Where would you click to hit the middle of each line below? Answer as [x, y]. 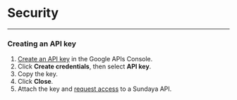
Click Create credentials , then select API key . [84, 67]
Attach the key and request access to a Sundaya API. [95, 89]
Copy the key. [38, 74]
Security [33, 13]
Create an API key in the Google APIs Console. [85, 59]
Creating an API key [42, 44]
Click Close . [35, 82]
